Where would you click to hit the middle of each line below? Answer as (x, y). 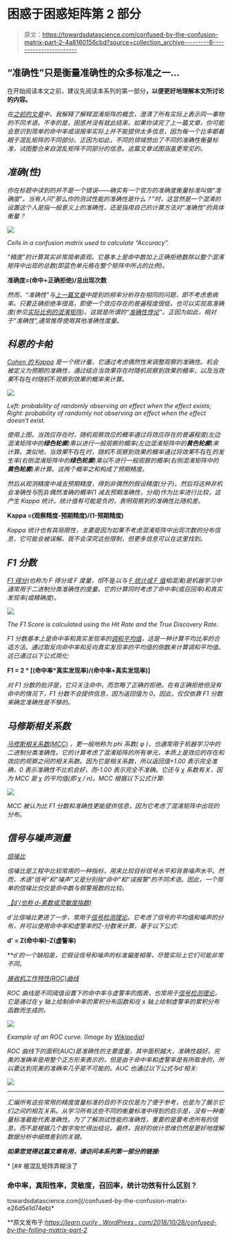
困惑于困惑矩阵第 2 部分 (74, 14)
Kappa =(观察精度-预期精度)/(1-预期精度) (65, 516)
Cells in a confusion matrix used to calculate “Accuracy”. (88, 242)
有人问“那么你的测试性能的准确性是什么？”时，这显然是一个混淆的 (128, 199)
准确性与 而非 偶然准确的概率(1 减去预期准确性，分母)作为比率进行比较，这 (117, 492)
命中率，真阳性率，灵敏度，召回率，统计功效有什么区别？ (102, 1185)
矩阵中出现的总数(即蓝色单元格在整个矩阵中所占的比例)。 (88, 265)
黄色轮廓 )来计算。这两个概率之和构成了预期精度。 (78, 469)
